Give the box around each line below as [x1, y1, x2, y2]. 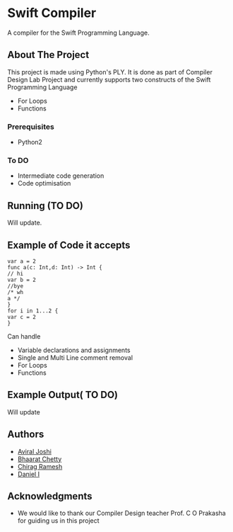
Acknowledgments [7, 490, 93, 502]
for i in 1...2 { [7, 307, 59, 315]
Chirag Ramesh [17, 462, 63, 470]
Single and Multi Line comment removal [17, 353, 133, 362]
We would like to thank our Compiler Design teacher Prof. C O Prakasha [17, 509, 226, 518]
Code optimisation [17, 179, 71, 188]
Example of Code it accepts [7, 239, 131, 251]
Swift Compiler [7, 5, 97, 21]
